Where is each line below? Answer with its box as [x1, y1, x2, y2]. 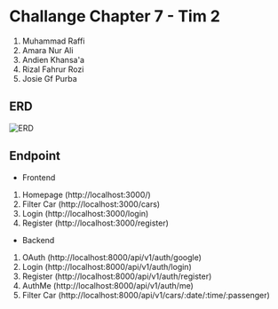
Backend [21, 234, 55, 245]
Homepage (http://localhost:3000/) [21, 189, 151, 200]
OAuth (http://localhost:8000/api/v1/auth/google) [21, 251, 203, 263]
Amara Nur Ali [21, 44, 74, 55]
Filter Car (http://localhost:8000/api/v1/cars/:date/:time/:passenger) [21, 289, 271, 300]
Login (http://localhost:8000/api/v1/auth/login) [21, 261, 193, 272]
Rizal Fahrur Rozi [21, 64, 84, 75]
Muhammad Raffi [21, 36, 85, 46]
